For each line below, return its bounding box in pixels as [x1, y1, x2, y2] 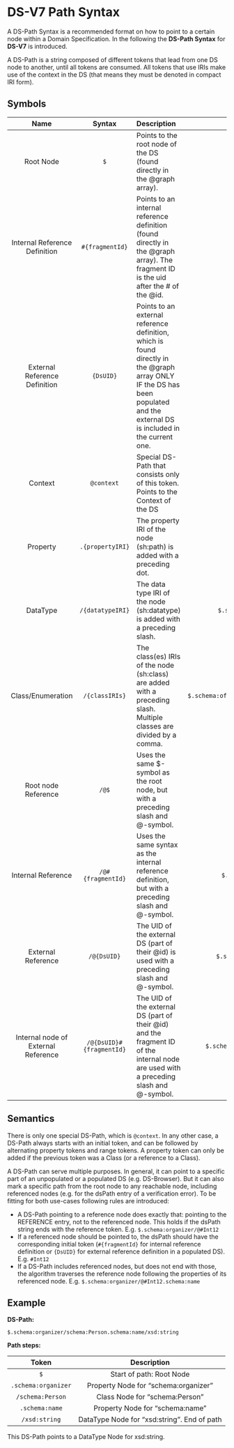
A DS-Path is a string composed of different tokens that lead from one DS [7, 55, 218, 63]
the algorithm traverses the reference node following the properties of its [17, 1270, 227, 1278]
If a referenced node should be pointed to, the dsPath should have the [17, 1232, 219, 1241]
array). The [136, 255, 173, 265]
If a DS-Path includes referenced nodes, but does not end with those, [17, 1262, 217, 1270]
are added [136, 678, 170, 687]
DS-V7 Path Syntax [7, 4, 120, 20]
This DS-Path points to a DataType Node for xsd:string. [7, 1433, 165, 1441]
